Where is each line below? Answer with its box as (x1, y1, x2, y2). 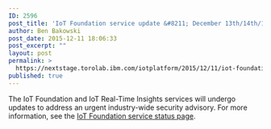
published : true (8, 72, 63, 80)
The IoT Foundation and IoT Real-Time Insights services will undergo (8, 94, 236, 103)
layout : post (8, 49, 52, 57)
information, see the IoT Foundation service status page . (8, 110, 196, 121)
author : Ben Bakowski (8, 27, 81, 35)
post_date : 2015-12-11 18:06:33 (8, 34, 117, 43)
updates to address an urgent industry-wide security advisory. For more (8, 102, 248, 112)
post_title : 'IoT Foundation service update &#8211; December (8, 19, 222, 27)
